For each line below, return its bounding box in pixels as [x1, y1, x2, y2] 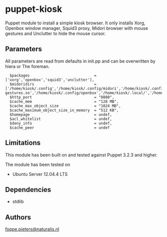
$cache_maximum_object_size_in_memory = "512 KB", [9, 108, 119, 113]
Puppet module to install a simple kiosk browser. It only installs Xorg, [5, 20, 146, 26]
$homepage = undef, [9, 112, 112, 117]
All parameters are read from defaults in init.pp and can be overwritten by [5, 58, 156, 64]
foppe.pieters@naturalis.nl [5, 226, 60, 232]
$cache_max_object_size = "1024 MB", [9, 103, 121, 108]
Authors [5, 213, 31, 222]
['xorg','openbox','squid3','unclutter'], [5, 77, 94, 82]
